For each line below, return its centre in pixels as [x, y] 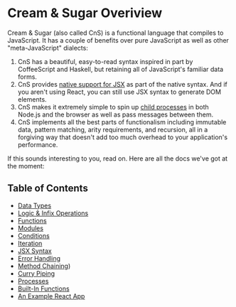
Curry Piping [36, 273]
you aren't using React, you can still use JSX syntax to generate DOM [119, 92]
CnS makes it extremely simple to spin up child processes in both [113, 107]
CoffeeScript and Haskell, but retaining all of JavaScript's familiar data [120, 69]
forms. [27, 77]
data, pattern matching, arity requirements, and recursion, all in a [113, 129]
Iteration [30, 243]
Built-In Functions [43, 289]
